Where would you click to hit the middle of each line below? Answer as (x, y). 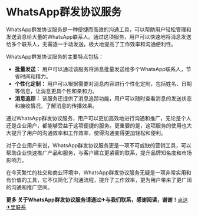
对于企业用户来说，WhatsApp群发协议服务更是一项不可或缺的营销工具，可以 (99, 145)
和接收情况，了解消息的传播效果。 (56, 106)
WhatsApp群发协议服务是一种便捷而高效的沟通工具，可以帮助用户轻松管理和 (99, 29)
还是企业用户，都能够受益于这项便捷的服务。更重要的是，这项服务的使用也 (96, 125)
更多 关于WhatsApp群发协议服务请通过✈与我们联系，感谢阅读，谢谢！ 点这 (97, 200)
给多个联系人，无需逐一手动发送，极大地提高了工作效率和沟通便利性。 (91, 44)
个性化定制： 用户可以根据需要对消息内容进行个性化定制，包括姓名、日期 (103, 83)
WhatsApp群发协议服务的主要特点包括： (55, 56)
